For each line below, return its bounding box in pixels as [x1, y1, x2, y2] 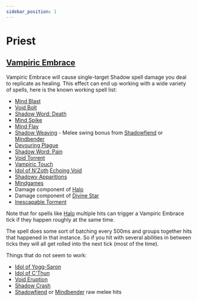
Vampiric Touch [14, 161, 53, 168]
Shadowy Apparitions [14, 173, 67, 180]
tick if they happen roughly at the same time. [6, 216, 115, 223]
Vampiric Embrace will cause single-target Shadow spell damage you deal [6, 73, 187, 81]
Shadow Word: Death [14, 110, 67, 117]
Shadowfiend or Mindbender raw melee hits [14, 288, 122, 295]
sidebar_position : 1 [6, 8, 57, 15]
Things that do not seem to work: [6, 251, 87, 258]
